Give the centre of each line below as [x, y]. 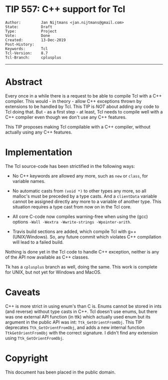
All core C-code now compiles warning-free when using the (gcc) [80, 216]
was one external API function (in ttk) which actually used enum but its [78, 316]
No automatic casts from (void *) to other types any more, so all [79, 190]
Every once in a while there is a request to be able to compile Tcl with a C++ [83, 95]
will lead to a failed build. [38, 242]
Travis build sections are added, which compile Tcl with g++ [74, 231]
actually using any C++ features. [39, 132]
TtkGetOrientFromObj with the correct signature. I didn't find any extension [82, 332]
